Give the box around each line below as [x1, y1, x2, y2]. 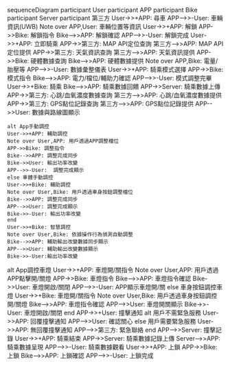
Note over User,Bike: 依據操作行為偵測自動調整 [7, 231, 134, 238]
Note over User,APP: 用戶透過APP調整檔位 [7, 138, 119, 145]
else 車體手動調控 [7, 174, 54, 181]
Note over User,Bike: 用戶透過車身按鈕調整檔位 [7, 188, 134, 195]
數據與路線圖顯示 [32, 108, 80, 116]
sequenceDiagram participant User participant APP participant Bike [7, 6, 198, 14]
